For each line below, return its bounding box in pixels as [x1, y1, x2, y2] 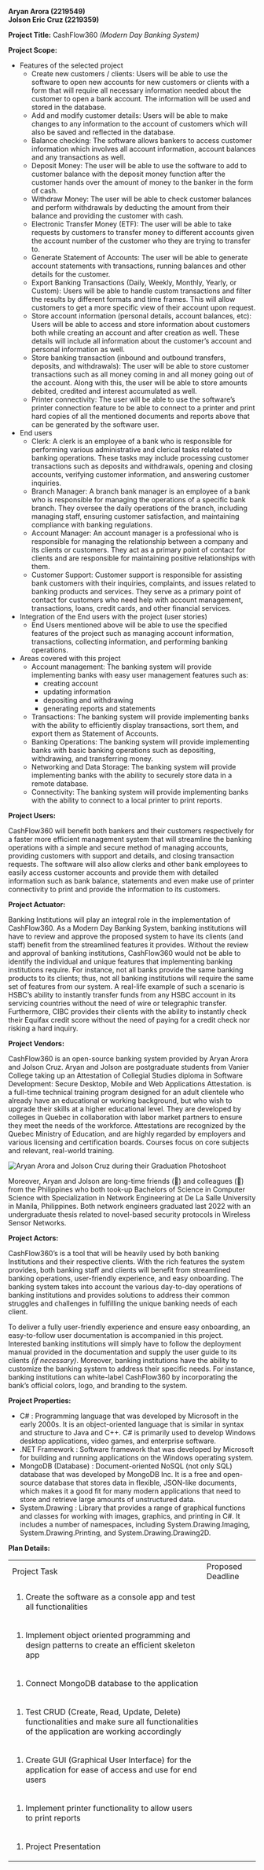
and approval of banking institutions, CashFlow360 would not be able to [8, 949, 241, 957]
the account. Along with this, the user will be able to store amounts [31, 378, 247, 388]
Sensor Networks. [8, 1218, 67, 1227]
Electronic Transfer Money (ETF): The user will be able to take [31, 219, 232, 229]
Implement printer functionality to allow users [25, 1803, 192, 1813]
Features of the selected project [19, 61, 123, 70]
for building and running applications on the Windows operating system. [19, 1453, 254, 1462]
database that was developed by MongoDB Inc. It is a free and [19, 1470, 222, 1479]
